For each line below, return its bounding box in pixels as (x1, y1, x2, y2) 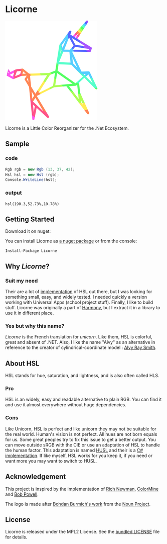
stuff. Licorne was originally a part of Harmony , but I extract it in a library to (5, 305, 160, 311)
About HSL (5, 359, 40, 368)
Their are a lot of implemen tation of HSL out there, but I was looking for (5, 289, 152, 295)
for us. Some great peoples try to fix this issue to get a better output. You (5, 436, 156, 442)
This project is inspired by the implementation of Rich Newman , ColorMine (5, 486, 159, 492)
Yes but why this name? (5, 322, 65, 329)
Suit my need (5, 277, 38, 284)
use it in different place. (5, 310, 54, 316)
